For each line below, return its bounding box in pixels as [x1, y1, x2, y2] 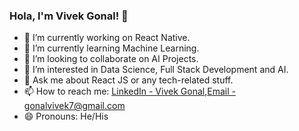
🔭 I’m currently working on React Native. [23, 32, 191, 44]
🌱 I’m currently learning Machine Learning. [23, 42, 200, 54]
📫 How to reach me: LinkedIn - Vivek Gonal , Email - [23, 85, 236, 98]
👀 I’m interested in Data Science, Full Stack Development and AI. [23, 64, 289, 76]
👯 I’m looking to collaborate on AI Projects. [23, 53, 199, 65]
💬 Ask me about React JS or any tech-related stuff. [23, 74, 234, 86]
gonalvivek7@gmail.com [23, 100, 126, 112]
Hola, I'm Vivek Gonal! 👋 [9, 9, 129, 23]
